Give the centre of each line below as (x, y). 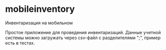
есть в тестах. (20, 43)
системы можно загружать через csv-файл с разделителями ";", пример (83, 38)
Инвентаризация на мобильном (39, 23)
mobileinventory (40, 9)
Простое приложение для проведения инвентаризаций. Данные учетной (83, 32)
